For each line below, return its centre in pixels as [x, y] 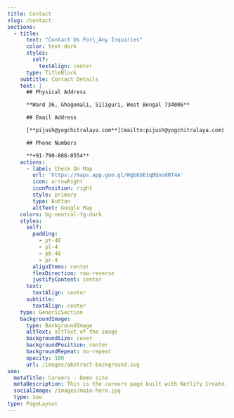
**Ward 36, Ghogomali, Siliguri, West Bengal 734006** [108, 105]
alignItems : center [61, 267]
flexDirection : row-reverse [73, 273]
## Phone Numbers [51, 143]
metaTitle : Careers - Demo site [61, 378]
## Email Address [51, 118]
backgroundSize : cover [59, 339]
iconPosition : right [63, 188]
